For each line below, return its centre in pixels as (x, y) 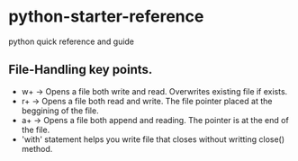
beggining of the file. (60, 111)
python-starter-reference (106, 17)
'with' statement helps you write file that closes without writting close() (153, 139)
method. (37, 148)
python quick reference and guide (72, 41)
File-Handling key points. (81, 70)
